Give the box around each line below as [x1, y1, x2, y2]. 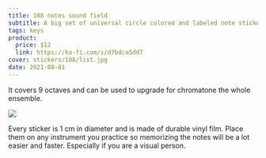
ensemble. [8, 93, 43, 103]
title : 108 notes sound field [8, 11, 108, 20]
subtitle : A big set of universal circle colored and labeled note [8, 19, 236, 27]
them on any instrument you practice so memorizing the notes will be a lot [8, 132, 250, 141]
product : [8, 33, 37, 42]
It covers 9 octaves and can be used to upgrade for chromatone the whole [8, 85, 251, 94]
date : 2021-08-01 [8, 64, 66, 71]
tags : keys [8, 26, 44, 34]
